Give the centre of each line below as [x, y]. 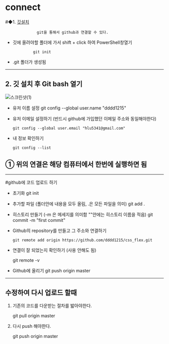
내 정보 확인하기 [28, 138]
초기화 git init [26, 193]
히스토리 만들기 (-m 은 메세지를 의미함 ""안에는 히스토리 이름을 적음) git [83, 214]
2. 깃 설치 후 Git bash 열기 [44, 84]
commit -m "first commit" [39, 220]
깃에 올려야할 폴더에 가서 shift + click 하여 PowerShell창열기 [72, 42]
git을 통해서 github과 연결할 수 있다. [73, 32]
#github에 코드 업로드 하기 [31, 182]
